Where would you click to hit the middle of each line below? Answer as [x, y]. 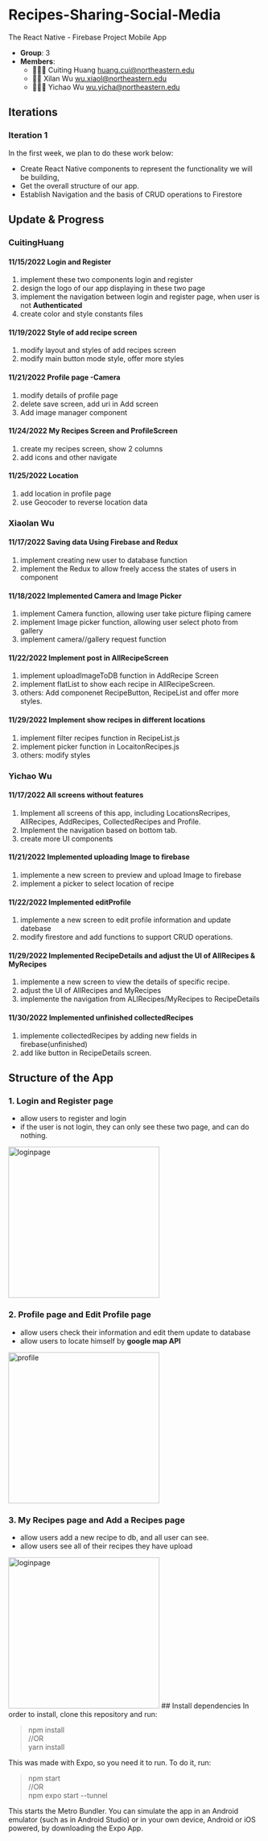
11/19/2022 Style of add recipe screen [73, 332]
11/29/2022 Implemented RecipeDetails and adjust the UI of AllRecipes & [132, 955]
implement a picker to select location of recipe [97, 883]
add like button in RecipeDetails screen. [86, 1053]
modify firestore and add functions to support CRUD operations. [126, 937]
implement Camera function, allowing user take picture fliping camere [136, 613]
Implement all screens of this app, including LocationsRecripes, [125, 812]
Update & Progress [56, 220]
